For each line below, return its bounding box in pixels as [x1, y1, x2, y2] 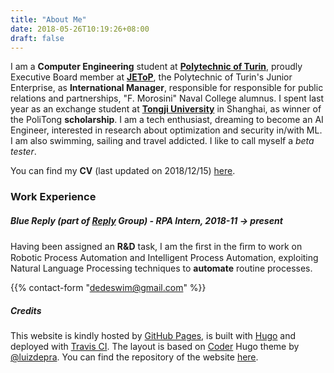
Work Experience [10, 190, 97, 204]
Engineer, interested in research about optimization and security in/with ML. [10, 124, 323, 136]
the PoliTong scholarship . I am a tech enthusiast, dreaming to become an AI [10, 114, 324, 126]
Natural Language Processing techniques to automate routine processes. [10, 262, 313, 275]
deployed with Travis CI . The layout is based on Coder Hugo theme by [10, 341, 300, 353]
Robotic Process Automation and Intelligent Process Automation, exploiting [10, 252, 319, 264]
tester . [10, 146, 37, 158]
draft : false [10, 33, 65, 43]
